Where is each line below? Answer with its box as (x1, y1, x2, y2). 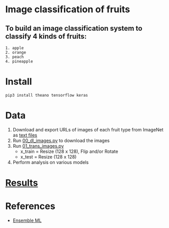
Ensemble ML (12, 217, 42, 223)
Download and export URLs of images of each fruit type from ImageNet (12, 126, 164, 132)
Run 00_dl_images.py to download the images (12, 137, 110, 144)
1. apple (5, 45, 24, 51)
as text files (12, 132, 37, 138)
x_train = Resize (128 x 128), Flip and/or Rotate (20, 148, 119, 154)
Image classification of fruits (5, 4, 131, 15)
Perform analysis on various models (12, 159, 89, 165)
